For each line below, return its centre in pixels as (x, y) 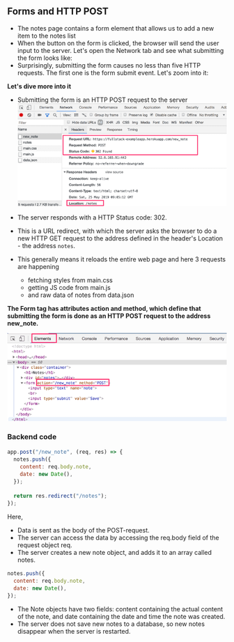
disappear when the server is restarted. (74, 631)
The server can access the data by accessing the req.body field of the (118, 538)
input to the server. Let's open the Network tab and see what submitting (120, 50)
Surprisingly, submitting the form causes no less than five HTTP (109, 65)
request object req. (45, 545)
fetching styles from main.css (70, 280)
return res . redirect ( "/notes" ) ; (61, 496)
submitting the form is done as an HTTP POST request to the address (109, 316)
